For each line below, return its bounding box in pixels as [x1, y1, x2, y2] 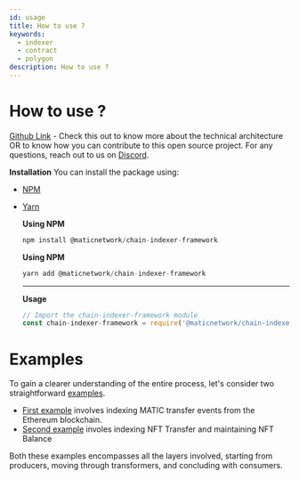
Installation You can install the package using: [9, 166, 180, 177]
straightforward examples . [9, 388, 106, 399]
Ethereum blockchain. [21, 415, 102, 426]
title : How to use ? [9, 21, 86, 30]
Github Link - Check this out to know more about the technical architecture [9, 130, 283, 141]
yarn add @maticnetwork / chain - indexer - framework [21, 269, 206, 278]
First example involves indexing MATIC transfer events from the [21, 405, 255, 416]
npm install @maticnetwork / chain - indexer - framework [21, 235, 218, 245]
